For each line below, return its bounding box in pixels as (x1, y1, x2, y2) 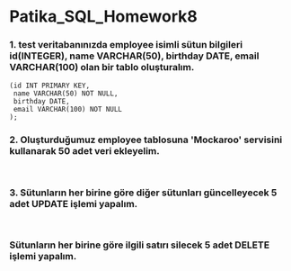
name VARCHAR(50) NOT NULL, (13, 89, 119, 98)
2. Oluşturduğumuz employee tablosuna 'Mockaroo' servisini (9, 133, 283, 146)
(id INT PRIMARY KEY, (9, 81, 91, 91)
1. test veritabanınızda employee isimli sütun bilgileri (9, 39, 243, 51)
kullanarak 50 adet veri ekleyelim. (9, 145, 160, 158)
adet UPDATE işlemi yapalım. (9, 197, 138, 210)
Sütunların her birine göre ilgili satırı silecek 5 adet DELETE (9, 239, 270, 251)
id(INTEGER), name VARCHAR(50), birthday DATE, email (9, 50, 260, 62)
